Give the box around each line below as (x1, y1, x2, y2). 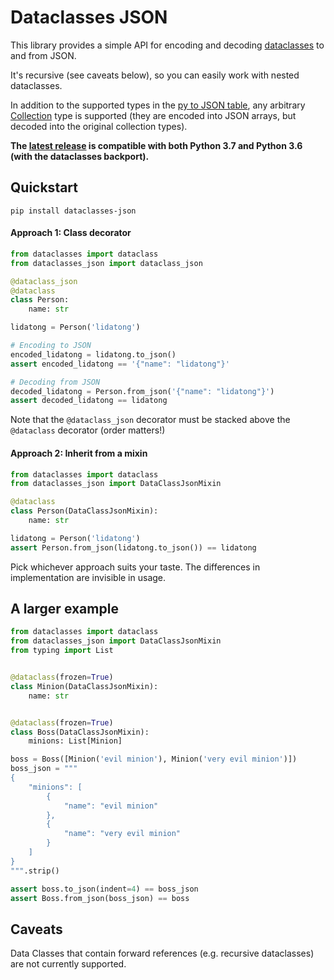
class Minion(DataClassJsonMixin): (10, 681, 159, 691)
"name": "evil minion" (63, 801, 159, 811)
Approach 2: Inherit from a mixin (10, 447, 148, 459)
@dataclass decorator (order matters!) (10, 424, 166, 436)
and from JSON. (10, 49, 77, 61)
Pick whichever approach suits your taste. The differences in (10, 561, 261, 573)
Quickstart (10, 179, 79, 196)
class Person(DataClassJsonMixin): (10, 506, 159, 516)
